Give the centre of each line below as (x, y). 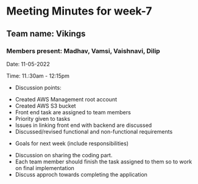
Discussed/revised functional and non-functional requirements (94, 131)
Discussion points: (38, 87)
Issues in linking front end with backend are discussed (83, 125)
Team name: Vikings (46, 34)
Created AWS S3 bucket (45, 106)
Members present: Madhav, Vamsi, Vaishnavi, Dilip (83, 51)
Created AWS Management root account (66, 99)
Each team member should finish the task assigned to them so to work (104, 162)
